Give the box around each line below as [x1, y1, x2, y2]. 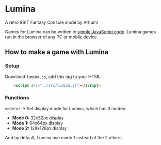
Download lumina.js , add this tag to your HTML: [5, 74, 102, 80]
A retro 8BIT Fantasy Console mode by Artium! [5, 19, 98, 25]
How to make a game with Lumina [5, 48, 109, 56]
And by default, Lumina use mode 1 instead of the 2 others [5, 134, 122, 140]
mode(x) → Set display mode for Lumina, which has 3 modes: [5, 105, 127, 111]
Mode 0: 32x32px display [12, 115, 64, 121]
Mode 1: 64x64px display [12, 120, 63, 126]
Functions [5, 95, 29, 101]
